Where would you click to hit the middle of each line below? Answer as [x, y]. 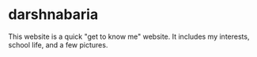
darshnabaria [53, 15]
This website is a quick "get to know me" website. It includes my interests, [129, 36]
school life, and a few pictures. [58, 44]
